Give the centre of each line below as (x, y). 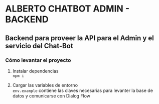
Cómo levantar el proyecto (38, 60)
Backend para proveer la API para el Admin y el (79, 38)
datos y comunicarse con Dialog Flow (51, 95)
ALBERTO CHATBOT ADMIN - (67, 9)
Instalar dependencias (35, 71)
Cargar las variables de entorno (45, 85)
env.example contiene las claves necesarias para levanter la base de (83, 90)
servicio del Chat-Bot (39, 46)
